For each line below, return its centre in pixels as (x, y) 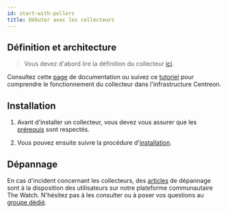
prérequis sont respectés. (53, 130)
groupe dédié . (27, 202)
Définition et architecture (62, 47)
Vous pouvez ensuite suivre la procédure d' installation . (94, 143)
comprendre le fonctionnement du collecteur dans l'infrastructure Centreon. (114, 84)
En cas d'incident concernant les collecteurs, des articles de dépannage (109, 180)
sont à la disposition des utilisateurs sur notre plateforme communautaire (110, 188)
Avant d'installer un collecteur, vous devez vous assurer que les (107, 122)
